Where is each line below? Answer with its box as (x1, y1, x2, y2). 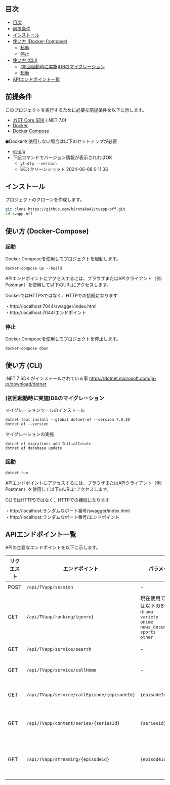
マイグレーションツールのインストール (5, 407, 85, 413)
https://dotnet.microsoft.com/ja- (89, 375, 157, 381)
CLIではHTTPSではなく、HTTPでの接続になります (5, 497, 110, 503)
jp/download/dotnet (5, 381, 47, 387)
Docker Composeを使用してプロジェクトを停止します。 (5, 336, 121, 342)
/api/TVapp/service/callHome (26, 668, 97, 673)
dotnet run (5, 470, 28, 475)
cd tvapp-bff (5, 212, 33, 217)
